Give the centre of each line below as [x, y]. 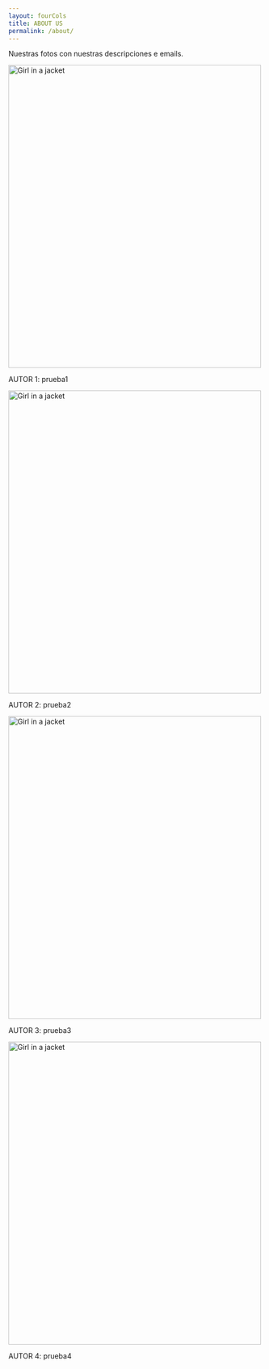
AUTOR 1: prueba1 [38, 380]
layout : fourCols [38, 16]
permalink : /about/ [41, 31]
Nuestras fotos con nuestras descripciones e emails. [96, 54]
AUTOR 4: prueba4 [40, 1356]
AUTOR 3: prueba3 [40, 1031]
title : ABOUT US [36, 23]
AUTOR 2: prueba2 [40, 705]
